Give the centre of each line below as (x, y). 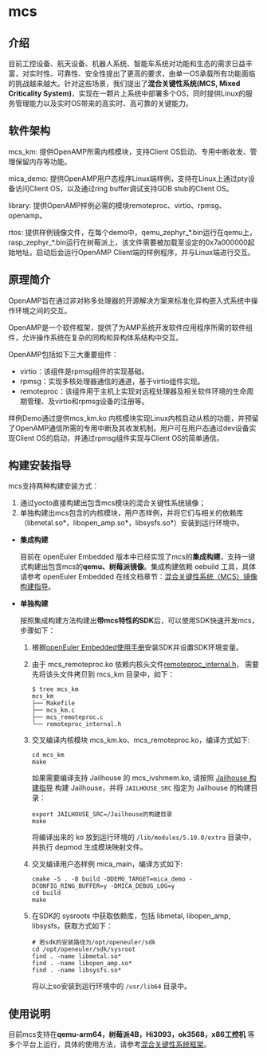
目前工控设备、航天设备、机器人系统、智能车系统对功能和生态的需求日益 (127, 63)
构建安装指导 (40, 466)
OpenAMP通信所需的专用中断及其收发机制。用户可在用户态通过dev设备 (132, 428)
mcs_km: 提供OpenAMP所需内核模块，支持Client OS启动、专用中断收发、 (130, 151)
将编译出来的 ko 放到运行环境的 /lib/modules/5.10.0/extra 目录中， (144, 837)
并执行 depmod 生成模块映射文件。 (89, 847)
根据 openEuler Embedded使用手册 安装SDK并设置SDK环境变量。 (137, 647)
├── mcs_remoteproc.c (67, 717)
